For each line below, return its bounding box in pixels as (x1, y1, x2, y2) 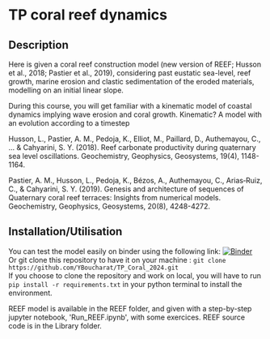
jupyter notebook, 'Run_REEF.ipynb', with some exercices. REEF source (8, 312, 246, 322)
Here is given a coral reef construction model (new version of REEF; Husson (8, 59, 261, 69)
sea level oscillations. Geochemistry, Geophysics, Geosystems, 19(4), (8, 152, 240, 161)
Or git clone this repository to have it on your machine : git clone (8, 255, 226, 264)
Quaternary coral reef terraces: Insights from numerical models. (8, 193, 221, 202)
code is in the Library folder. (8, 320, 103, 330)
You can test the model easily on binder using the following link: (8, 246, 221, 256)
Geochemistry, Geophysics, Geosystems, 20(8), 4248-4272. (8, 201, 211, 211)
